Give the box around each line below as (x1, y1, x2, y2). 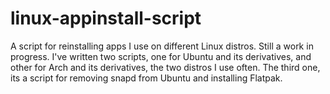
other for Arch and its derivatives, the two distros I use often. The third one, (10, 61, 321, 73)
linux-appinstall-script (10, 7, 202, 30)
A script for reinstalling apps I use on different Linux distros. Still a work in (10, 40, 314, 52)
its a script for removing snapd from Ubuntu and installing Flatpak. (10, 72, 283, 84)
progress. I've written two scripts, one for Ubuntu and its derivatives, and (10, 50, 312, 62)
